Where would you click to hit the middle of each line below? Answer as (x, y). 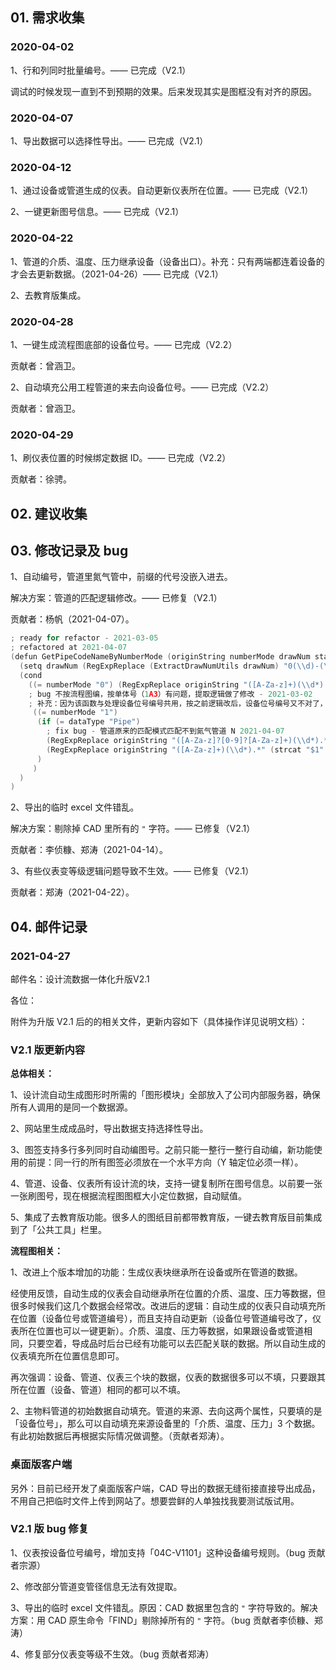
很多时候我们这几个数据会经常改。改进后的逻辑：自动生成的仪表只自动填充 (163, 1306)
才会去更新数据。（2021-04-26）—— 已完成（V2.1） (117, 274)
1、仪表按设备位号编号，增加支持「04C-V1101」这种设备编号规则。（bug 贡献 (168, 1552)
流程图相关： (36, 1251)
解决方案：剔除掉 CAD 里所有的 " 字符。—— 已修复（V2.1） (133, 829)
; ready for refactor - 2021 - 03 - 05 (84, 638)
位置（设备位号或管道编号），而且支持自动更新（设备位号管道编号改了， (165, 1319)
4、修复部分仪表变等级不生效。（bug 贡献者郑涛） (112, 1654)
